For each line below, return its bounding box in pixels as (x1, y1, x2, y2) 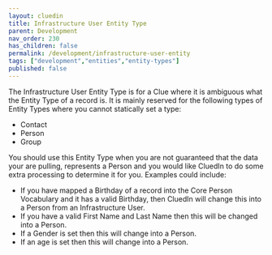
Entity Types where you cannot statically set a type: (8, 104, 181, 113)
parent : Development (8, 27, 79, 35)
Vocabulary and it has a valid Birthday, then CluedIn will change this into (19, 193, 262, 203)
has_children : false (8, 42, 79, 50)
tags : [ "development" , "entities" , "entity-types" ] (8, 57, 180, 66)
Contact (19, 119, 47, 130)
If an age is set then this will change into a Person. (19, 236, 189, 247)
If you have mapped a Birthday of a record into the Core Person (19, 185, 233, 195)
